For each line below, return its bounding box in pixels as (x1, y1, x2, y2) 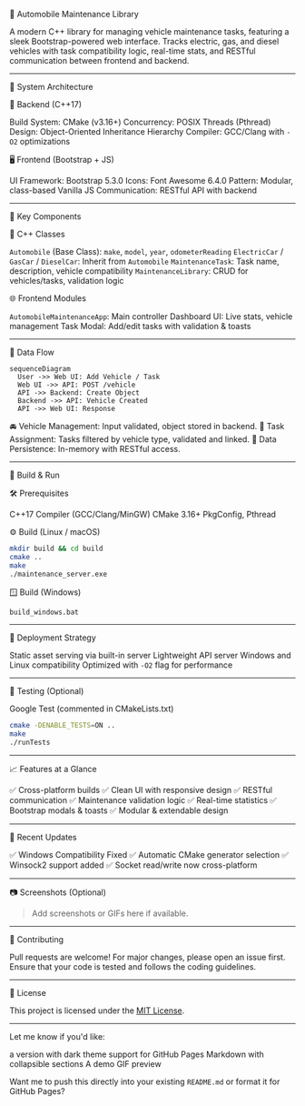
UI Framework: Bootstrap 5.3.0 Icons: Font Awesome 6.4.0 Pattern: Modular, (9, 176, 293, 186)
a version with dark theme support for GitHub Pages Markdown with (9, 1049, 265, 1060)
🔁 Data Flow (9, 347, 54, 357)
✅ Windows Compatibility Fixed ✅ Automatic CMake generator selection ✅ (9, 850, 289, 860)
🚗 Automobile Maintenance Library (9, 9, 139, 19)
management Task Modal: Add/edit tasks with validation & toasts (9, 321, 251, 331)
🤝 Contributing (9, 934, 64, 945)
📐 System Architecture (9, 82, 93, 92)
